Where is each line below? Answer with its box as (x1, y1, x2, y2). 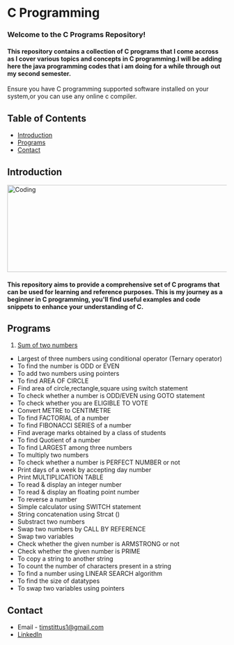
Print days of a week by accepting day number (17, 466, 152, 474)
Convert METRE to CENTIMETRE (17, 407, 111, 415)
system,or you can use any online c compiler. (7, 92, 137, 100)
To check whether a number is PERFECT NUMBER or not (17, 458, 180, 466)
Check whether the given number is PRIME (17, 547, 141, 556)
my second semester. (7, 69, 72, 77)
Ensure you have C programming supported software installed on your (7, 85, 209, 93)
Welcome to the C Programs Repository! (7, 30, 146, 40)
